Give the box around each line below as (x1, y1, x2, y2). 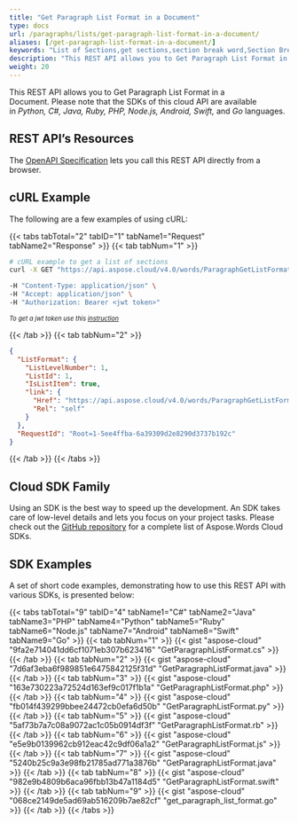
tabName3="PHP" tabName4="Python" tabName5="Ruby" (9, 616, 225, 626)
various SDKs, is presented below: (9, 590, 135, 600)
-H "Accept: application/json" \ (9, 290, 133, 299)
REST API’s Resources (9, 131, 135, 146)
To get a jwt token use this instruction (9, 314, 120, 323)
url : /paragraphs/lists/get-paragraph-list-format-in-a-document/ (9, 29, 260, 38)
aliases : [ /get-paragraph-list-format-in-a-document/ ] (9, 37, 216, 47)
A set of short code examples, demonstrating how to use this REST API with (9, 580, 286, 591)
